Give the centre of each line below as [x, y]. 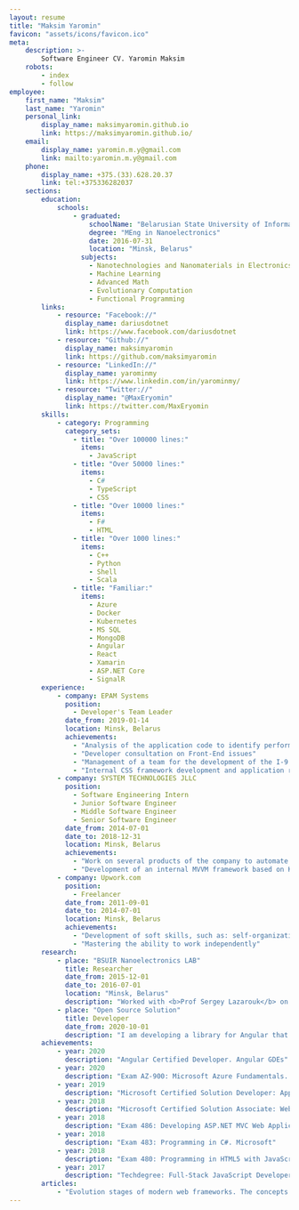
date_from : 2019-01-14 [107, 721]
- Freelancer [97, 894]
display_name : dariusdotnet [117, 324]
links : [53, 307]
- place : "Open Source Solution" [118, 1010]
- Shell [103, 572]
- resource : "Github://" [103, 340]
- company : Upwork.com [99, 877]
